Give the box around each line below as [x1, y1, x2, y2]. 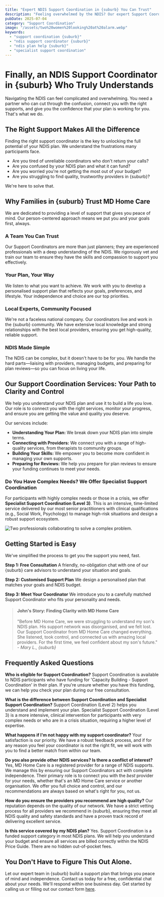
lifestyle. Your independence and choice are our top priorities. [5, 293, 130, 299]
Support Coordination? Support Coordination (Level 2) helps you [5, 702, 137, 708]
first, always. [5, 221, 31, 227]
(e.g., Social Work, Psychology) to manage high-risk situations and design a [5, 511, 158, 517]
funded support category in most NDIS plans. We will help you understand [5, 833, 155, 839]
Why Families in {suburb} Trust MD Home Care [5, 197, 150, 206]
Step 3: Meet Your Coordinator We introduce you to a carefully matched [5, 591, 151, 597]
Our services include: [5, 420, 48, 426]
